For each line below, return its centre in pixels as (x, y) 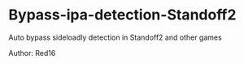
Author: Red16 (32, 53)
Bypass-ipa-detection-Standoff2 (122, 15)
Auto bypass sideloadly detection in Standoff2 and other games (115, 37)
